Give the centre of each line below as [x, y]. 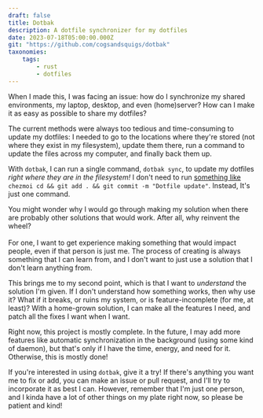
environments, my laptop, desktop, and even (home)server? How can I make [131, 105]
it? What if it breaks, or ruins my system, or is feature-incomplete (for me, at [131, 299]
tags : [31, 60]
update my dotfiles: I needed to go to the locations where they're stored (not [131, 137]
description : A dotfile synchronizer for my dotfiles [98, 30]
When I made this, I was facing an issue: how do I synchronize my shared [127, 96]
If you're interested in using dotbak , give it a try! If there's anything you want [131, 372]
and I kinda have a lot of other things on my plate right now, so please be [126, 397]
